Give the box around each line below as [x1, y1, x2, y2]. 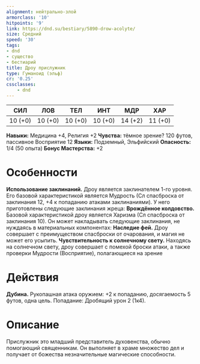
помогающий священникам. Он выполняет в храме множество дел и [6, 344, 184, 351]
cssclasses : [6, 82, 36, 88]
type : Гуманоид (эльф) [6, 70, 63, 76]
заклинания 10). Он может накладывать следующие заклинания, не [6, 217, 180, 224]
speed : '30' [6, 37, 36, 43]
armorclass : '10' [6, 14, 50, 20]
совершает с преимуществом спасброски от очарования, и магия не [6, 230, 185, 238]
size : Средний [6, 31, 42, 37]
